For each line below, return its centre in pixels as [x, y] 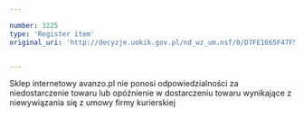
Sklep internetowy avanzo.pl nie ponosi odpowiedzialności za [124, 84]
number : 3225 [34, 25]
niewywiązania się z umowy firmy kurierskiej [93, 103]
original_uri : [36, 42]
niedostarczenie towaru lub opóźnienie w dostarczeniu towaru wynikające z [151, 93]
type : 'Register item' [52, 34]
